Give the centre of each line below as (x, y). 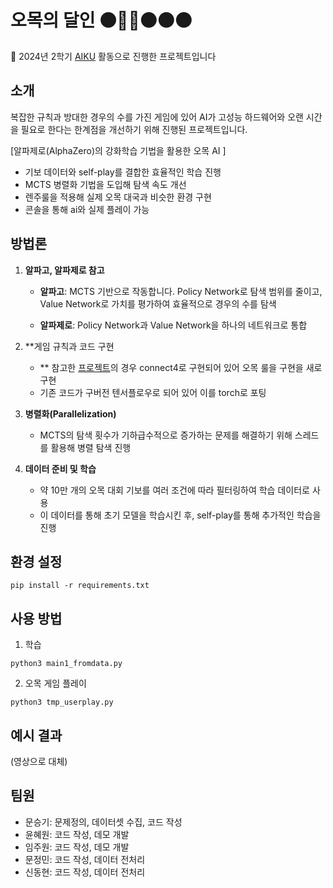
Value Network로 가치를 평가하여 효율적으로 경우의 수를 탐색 (158, 303)
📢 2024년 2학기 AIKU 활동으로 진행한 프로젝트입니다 (113, 56)
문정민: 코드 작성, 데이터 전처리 (85, 859)
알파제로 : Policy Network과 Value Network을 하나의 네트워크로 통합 (173, 325)
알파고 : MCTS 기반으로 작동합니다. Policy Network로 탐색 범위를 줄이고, (181, 291)
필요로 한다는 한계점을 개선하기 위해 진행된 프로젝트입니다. (134, 129)
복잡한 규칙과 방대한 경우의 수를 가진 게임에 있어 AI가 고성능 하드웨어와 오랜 (157, 117)
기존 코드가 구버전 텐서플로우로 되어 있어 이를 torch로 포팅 (153, 392)
